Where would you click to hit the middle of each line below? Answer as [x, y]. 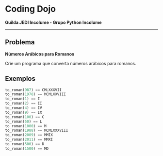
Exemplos [20, 79]
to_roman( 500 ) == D [25, 144]
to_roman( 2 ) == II [24, 104]
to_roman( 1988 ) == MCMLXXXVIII [37, 130]
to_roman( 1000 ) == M [26, 126]
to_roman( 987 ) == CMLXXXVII [33, 90]
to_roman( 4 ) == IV [24, 108]
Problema [20, 42]
